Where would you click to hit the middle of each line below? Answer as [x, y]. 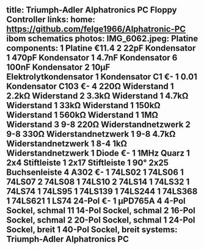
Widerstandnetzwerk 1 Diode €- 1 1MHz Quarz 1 [98, 153]
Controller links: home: [51, 20]
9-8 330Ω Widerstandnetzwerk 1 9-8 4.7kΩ [91, 134]
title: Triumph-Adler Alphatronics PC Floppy [92, 10]
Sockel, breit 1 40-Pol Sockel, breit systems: [92, 230]
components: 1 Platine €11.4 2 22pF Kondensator [101, 48]
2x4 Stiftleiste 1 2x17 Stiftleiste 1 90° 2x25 [88, 163]
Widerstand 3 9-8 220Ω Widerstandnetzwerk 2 [98, 125]
